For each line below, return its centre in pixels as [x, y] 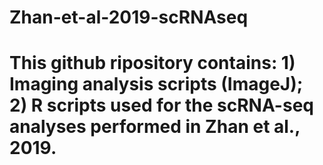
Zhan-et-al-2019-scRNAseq [129, 17]
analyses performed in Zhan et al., [155, 127]
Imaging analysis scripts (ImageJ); [156, 84]
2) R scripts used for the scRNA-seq [161, 105]
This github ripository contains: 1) [152, 63]
